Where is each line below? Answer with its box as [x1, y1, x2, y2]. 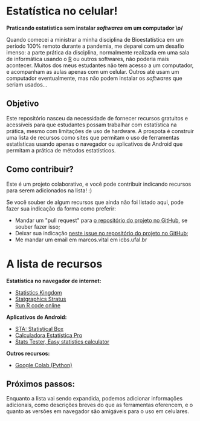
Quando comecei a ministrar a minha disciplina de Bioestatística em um [6, 36, 184, 43]
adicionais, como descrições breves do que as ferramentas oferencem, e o [6, 401, 193, 409]
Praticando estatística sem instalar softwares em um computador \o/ [6, 24, 183, 31]
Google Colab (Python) [15, 361, 73, 368]
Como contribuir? [6, 165, 74, 175]
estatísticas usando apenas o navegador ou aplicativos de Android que [6, 140, 183, 148]
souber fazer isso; [15, 223, 60, 230]
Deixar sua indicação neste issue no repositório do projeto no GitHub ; [15, 229, 189, 237]
